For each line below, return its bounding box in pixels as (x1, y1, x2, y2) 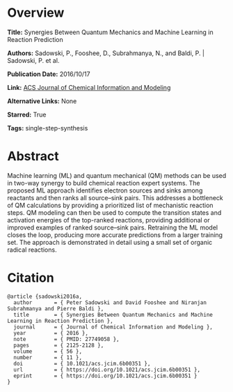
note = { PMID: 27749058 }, (13, 336, 120, 342)
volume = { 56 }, (13, 347, 82, 355)
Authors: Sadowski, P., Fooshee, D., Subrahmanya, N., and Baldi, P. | (7, 49, 205, 57)
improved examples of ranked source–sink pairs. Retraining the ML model (7, 223, 218, 232)
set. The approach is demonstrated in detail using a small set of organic (7, 238, 213, 246)
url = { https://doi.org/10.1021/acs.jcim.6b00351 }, (13, 366, 200, 373)
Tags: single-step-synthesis (7, 123, 88, 132)
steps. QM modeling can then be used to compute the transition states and (7, 208, 222, 217)
